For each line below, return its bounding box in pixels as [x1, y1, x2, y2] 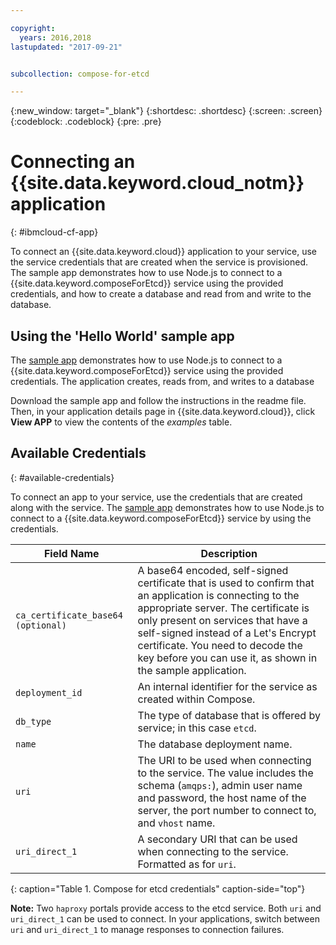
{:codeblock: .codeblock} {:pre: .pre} [10, 116, 162, 128]
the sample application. [137, 663, 247, 677]
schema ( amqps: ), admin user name [137, 778, 303, 792]
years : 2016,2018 [19, 32, 92, 43]
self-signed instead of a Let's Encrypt [137, 626, 317, 640]
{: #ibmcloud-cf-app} [10, 226, 99, 238]
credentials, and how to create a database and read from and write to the [10, 288, 312, 300]
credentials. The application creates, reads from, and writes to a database [10, 376, 315, 387]
